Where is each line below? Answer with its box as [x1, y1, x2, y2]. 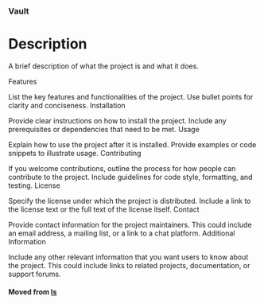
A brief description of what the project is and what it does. [8, 61, 199, 71]
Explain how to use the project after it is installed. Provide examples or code [8, 139, 257, 149]
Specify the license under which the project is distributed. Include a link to [8, 196, 251, 205]
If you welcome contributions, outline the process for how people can [8, 163, 236, 173]
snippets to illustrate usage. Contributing [8, 148, 142, 158]
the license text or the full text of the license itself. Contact [8, 205, 200, 214]
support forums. [8, 269, 61, 279]
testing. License [8, 181, 61, 190]
